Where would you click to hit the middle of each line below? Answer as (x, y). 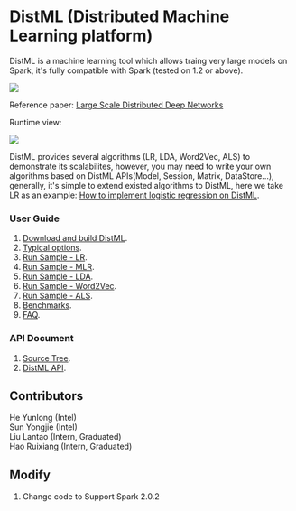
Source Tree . (46, 358)
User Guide (35, 218)
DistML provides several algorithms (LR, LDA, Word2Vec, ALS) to (130, 156)
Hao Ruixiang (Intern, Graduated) (71, 446)
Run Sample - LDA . (58, 276)
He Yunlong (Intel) (43, 418)
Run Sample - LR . (55, 257)
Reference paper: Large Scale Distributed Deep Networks (116, 105)
